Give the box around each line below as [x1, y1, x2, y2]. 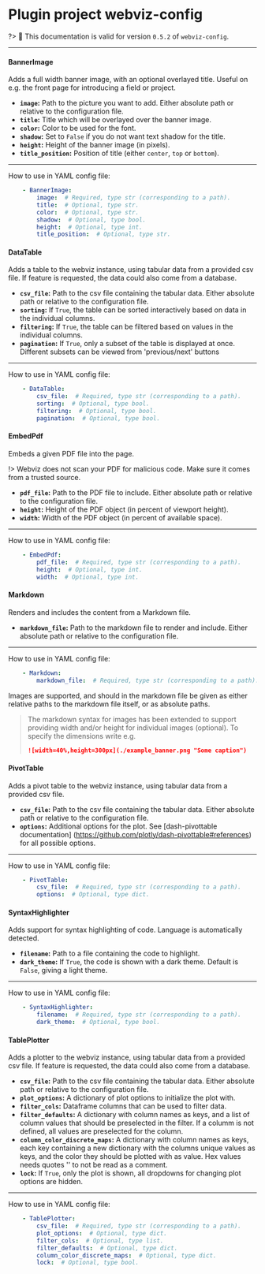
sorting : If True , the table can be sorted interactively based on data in [19, 305, 247, 315]
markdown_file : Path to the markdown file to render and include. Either [19, 623, 248, 632]
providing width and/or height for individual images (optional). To [27, 723, 239, 732]
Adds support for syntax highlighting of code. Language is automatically [8, 925, 243, 935]
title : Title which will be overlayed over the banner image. [19, 115, 211, 125]
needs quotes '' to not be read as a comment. [19, 1160, 168, 1170]
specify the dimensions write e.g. [27, 731, 136, 740]
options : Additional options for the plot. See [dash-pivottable [19, 821, 218, 831]
